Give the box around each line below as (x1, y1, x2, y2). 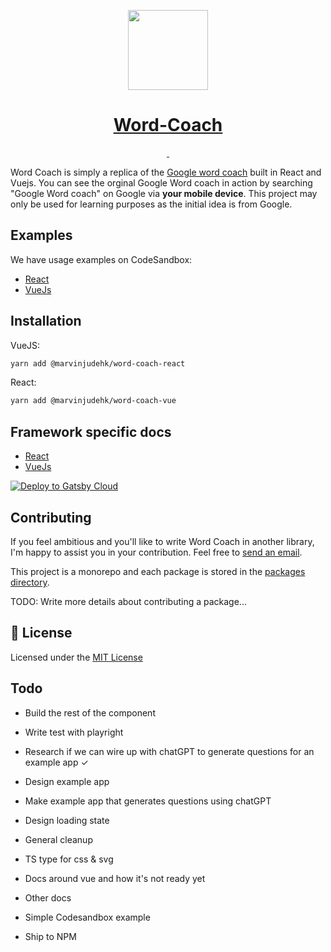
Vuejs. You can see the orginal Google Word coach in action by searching (10, 176, 313, 189)
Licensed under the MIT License (10, 651, 143, 663)
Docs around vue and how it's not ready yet (24, 872, 206, 884)
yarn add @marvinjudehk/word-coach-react (10, 358, 186, 369)
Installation (10, 313, 82, 330)
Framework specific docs (10, 423, 172, 440)
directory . (10, 576, 50, 588)
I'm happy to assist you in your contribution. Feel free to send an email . (10, 546, 303, 558)
